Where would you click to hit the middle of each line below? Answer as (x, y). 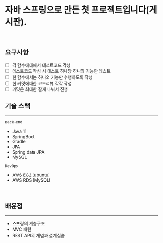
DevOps (12, 166)
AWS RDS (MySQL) (31, 180)
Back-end (14, 122)
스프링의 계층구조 (28, 223)
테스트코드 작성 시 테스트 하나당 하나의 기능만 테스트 (61, 71)
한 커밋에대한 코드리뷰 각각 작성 (42, 83)
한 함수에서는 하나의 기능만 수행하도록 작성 (52, 77)
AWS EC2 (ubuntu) (31, 175)
